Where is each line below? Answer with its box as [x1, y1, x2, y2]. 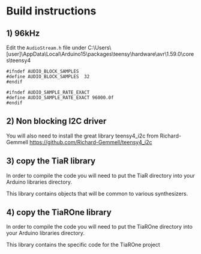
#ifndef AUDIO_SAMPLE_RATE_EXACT [6, 89, 90, 95]
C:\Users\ [88, 44, 112, 51]
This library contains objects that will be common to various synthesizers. [6, 190, 188, 197]
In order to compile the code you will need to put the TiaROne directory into [6, 223, 193, 231]
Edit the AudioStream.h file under [6, 44, 87, 51]
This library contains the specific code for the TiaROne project [6, 241, 160, 249]
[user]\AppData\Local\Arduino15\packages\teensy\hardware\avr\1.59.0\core [6, 50, 194, 58]
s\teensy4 [6, 57, 31, 64]
